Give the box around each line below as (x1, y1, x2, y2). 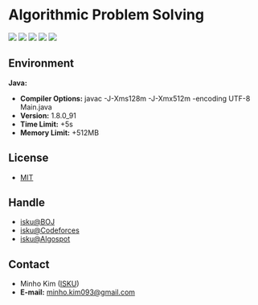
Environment (8, 56, 75, 70)
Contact (8, 258, 50, 271)
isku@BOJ (19, 217, 55, 227)
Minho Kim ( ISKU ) (19, 279, 80, 289)
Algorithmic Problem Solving (8, 6, 205, 24)
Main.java (19, 102, 52, 112)
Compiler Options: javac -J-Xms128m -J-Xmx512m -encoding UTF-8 (19, 93, 251, 103)
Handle (8, 196, 46, 209)
